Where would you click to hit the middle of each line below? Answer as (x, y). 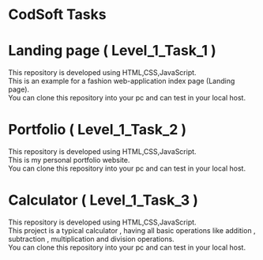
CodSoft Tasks (57, 15)
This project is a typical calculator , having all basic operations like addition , (132, 230)
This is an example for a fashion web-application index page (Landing (122, 81)
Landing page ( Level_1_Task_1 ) (112, 51)
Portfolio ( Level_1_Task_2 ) (98, 130)
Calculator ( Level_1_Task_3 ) (103, 200)
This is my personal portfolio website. (69, 160)
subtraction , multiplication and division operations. (92, 239)
